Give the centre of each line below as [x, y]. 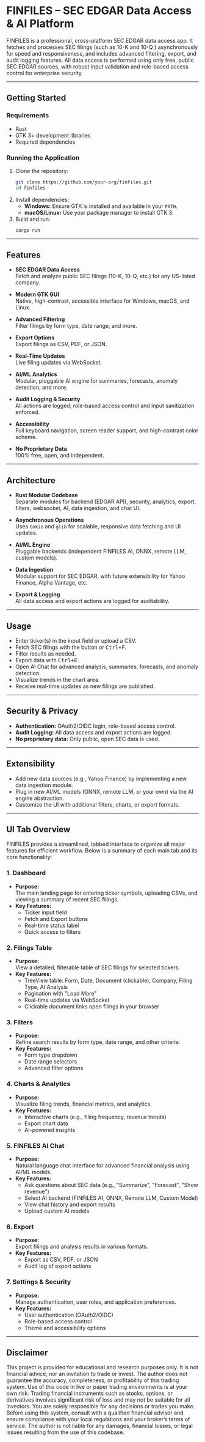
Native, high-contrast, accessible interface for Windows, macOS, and [102, 301]
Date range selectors [51, 1062]
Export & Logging [38, 594]
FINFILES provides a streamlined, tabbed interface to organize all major [96, 844]
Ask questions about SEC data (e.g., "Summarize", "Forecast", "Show [111, 1185]
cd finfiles [30, 188]
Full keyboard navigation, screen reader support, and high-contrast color [107, 431]
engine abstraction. [39, 798]
